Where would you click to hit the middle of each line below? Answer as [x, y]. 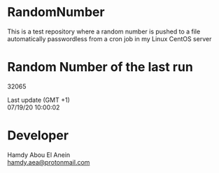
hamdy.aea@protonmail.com [49, 162]
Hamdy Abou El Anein [39, 155]
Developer [38, 136]
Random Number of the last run [100, 67]
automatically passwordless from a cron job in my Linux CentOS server [109, 38]
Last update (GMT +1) [38, 100]
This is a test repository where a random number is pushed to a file [104, 31]
